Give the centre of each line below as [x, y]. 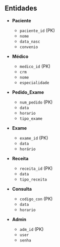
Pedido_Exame [28, 92]
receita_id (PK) [36, 168]
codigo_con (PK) [36, 199]
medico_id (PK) [35, 66]
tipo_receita [33, 180]
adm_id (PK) [32, 229]
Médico [20, 56]
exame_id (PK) [34, 138]
